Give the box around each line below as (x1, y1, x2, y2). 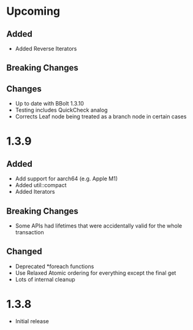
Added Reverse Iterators (15, 45, 77, 52)
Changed (6, 247, 42, 257)
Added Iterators (15, 188, 55, 196)
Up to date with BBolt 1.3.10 (15, 100, 84, 107)
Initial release (15, 317, 49, 324)
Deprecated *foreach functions (15, 263, 94, 270)
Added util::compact (15, 182, 67, 189)
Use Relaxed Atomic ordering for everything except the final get (15, 269, 176, 277)
